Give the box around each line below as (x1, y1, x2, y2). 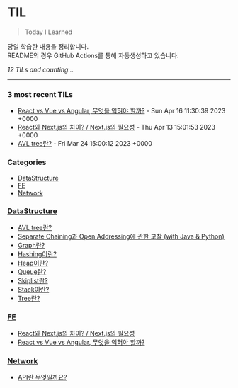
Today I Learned (24, 28, 73, 36)
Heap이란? (17, 258, 48, 267)
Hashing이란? (17, 249, 57, 258)
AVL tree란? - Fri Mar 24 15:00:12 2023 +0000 (17, 139, 152, 148)
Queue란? (17, 267, 47, 276)
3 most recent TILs (7, 89, 73, 99)
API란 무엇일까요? (17, 373, 67, 382)
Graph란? (17, 241, 45, 249)
